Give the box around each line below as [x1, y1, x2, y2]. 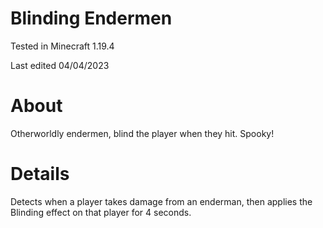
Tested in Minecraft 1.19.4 [10, 40, 115, 52]
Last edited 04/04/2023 [10, 59, 110, 71]
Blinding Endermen [10, 7, 173, 30]
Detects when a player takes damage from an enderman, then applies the [10, 195, 313, 207]
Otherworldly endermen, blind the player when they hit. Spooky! [10, 127, 275, 139]
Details [10, 163, 70, 186]
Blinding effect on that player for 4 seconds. [10, 206, 192, 218]
